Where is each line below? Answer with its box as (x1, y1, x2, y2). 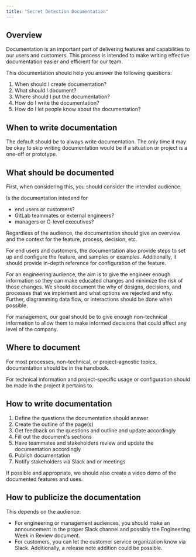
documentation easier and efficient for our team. (6, 58, 123, 65)
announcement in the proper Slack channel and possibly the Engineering (14, 525, 190, 532)
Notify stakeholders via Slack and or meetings (14, 458, 126, 465)
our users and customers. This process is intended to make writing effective (6, 52, 190, 59)
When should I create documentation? (14, 81, 107, 88)
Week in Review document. (14, 532, 81, 539)
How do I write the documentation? (14, 99, 99, 106)
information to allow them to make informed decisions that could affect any (6, 319, 187, 326)
